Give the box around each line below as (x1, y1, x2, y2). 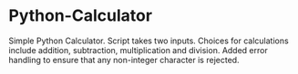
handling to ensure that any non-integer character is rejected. (8, 54, 240, 65)
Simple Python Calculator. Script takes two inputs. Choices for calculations (8, 35, 289, 46)
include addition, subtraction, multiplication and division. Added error (8, 44, 268, 55)
